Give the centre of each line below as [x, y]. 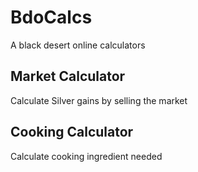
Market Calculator [68, 76]
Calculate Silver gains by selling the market [99, 100]
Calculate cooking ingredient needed [86, 156]
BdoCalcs [51, 17]
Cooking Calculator [72, 132]
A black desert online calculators [78, 45]
